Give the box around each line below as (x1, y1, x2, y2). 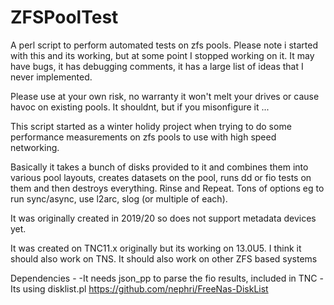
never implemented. (10, 71, 93, 83)
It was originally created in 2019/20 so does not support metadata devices (10, 212, 317, 224)
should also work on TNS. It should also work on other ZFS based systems (10, 252, 318, 265)
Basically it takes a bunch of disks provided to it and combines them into (10, 161, 309, 173)
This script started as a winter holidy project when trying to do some (10, 120, 292, 132)
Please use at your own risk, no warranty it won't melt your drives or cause (10, 90, 320, 102)
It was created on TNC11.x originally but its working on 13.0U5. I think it (10, 242, 302, 254)
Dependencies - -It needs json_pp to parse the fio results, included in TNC (10, 272, 318, 284)
